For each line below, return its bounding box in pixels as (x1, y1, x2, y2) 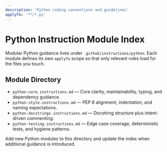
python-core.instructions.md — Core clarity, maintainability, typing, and (12, 89, 162, 95)
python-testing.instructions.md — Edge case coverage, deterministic (12, 121, 159, 127)
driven (12, 115, 26, 121)
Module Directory (5, 75, 61, 84)
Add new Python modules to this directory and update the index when (5, 136, 150, 142)
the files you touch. (5, 61, 45, 67)
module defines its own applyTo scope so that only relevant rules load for (5, 56, 156, 62)
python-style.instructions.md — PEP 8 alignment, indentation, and (12, 99, 152, 105)
